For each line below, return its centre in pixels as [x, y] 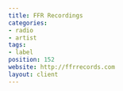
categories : [28, 23]
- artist [23, 38]
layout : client [33, 74]
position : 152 [32, 60]
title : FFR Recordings [46, 15]
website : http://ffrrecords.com [61, 67]
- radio [21, 30]
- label [21, 52]
